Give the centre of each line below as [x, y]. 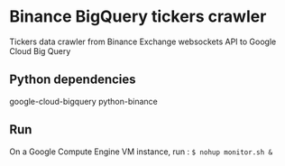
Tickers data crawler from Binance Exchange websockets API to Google [143, 41]
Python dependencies [73, 80]
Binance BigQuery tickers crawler [138, 17]
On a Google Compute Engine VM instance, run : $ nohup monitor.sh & [141, 152]
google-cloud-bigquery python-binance [83, 101]
